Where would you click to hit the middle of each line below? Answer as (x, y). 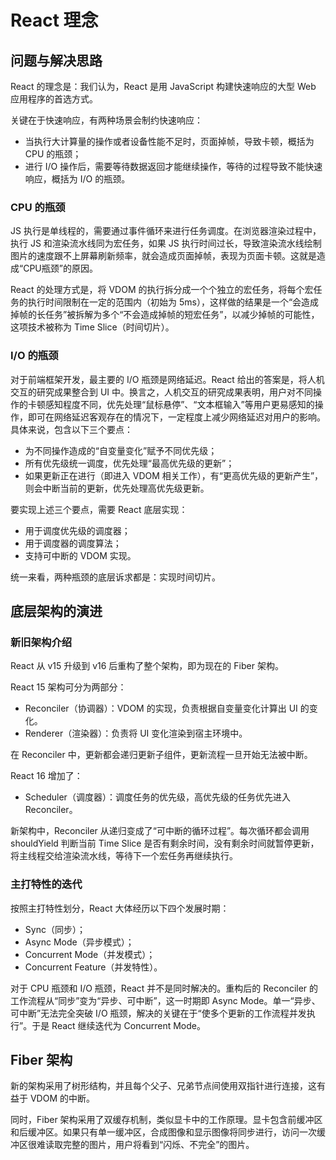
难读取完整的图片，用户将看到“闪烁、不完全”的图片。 (145, 1145)
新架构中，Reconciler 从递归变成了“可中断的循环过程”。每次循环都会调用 (160, 831)
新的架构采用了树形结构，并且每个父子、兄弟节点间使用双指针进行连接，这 (163, 1086)
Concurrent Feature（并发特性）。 (93, 967)
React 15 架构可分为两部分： (68, 687)
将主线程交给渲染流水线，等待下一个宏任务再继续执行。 (124, 856)
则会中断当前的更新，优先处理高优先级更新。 (117, 488)
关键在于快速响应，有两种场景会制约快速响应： (106, 120)
